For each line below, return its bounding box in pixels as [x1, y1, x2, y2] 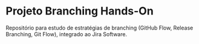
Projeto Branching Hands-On [5, 4, 154, 18]
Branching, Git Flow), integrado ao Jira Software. [5, 30, 128, 37]
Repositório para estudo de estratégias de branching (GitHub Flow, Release [5, 24, 194, 31]
